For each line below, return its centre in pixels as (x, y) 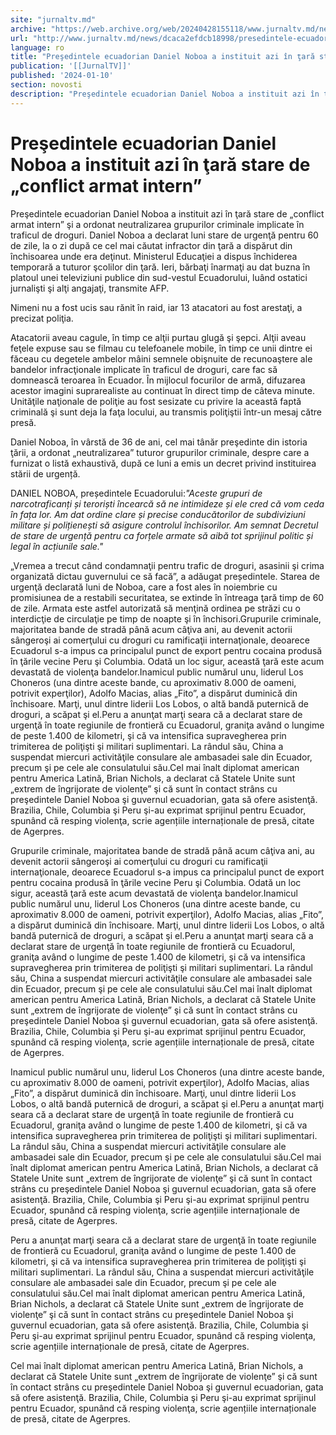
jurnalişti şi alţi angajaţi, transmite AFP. (90, 288)
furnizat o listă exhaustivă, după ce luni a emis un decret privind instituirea (163, 463)
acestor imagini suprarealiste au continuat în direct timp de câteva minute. (162, 390)
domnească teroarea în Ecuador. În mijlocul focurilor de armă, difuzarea (158, 380)
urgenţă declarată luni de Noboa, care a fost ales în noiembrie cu (144, 587)
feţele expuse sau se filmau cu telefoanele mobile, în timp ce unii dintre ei (161, 348)
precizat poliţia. (42, 318)
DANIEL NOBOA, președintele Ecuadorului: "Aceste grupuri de (136, 493)
